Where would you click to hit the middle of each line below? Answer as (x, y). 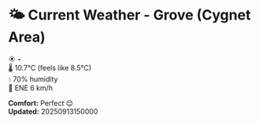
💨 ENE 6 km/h (31, 88)
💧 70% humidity (33, 78)
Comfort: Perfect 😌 (41, 103)
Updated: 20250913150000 (53, 111)
